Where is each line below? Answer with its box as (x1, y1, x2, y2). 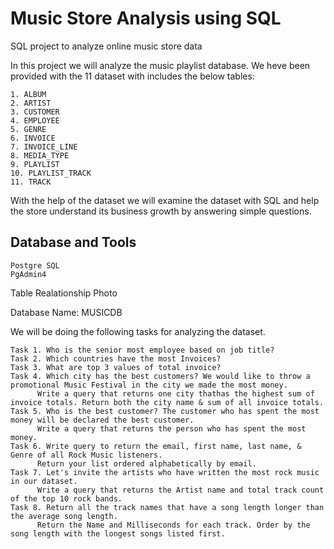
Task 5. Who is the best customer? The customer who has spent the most (10, 406, 320, 416)
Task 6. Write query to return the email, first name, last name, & (10, 441, 302, 451)
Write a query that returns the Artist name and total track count (36, 485, 325, 495)
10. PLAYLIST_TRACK (10, 168, 92, 178)
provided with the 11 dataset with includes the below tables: (10, 70, 255, 82)
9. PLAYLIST (10, 159, 60, 169)
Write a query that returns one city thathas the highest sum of (36, 388, 315, 399)
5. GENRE (10, 124, 47, 134)
